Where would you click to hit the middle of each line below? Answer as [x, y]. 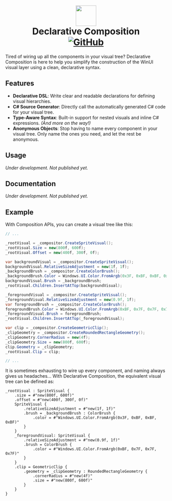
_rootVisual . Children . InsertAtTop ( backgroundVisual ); [64, 286]
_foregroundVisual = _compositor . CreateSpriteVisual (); [66, 295]
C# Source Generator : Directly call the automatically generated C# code [89, 106]
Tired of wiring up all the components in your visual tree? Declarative [78, 56]
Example [19, 212]
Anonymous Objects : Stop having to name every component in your [85, 128]
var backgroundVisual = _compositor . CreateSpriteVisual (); [70, 262]
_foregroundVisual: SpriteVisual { [52, 436]
